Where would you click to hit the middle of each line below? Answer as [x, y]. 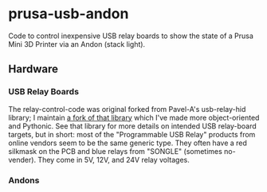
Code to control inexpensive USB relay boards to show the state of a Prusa [131, 36]
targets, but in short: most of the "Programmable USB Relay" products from [132, 134]
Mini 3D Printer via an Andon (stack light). [77, 44]
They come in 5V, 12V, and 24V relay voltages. [114, 159]
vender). [22, 159]
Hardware [33, 69]
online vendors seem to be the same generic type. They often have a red [128, 143]
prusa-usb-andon [69, 14]
